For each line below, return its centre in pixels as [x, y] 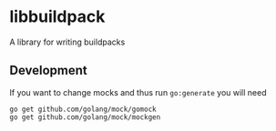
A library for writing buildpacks [67, 42]
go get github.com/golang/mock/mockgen [85, 117]
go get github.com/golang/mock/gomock [83, 109]
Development [49, 71]
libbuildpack [57, 17]
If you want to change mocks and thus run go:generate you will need [138, 92]
